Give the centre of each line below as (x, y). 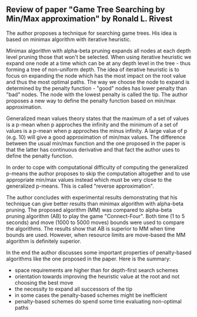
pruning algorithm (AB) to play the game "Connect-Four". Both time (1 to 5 (96, 216)
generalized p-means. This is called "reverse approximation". (80, 186)
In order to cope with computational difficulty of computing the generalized (97, 167)
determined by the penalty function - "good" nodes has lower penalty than (96, 88)
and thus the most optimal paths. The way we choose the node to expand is (98, 82)
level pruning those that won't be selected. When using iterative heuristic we (99, 57)
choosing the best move (44, 282)
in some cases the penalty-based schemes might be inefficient (91, 295)
